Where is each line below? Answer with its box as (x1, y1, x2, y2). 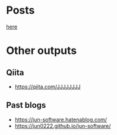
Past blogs (6, 100, 46, 110)
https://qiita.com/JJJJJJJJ (14, 83, 81, 90)
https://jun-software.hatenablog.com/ (14, 116, 107, 123)
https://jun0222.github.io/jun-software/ (14, 122, 111, 129)
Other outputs (6, 44, 77, 57)
